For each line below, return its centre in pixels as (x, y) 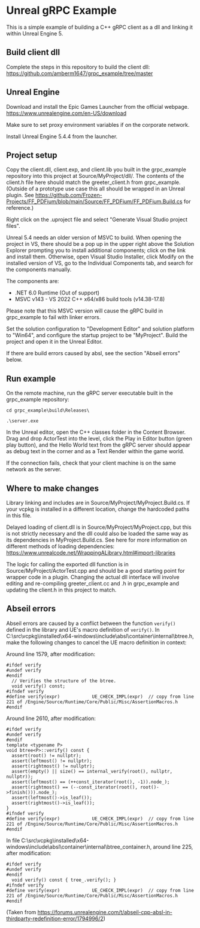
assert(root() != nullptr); (47, 756)
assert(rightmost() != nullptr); (53, 766)
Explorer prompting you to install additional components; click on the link (96, 251)
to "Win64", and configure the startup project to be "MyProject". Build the (97, 335)
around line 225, (173, 847)
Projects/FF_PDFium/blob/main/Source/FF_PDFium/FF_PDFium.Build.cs (94, 201)
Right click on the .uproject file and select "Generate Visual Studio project (97, 219)
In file (13, 840)
